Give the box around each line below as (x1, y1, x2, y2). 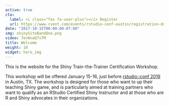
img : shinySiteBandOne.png (5, 31, 62, 36)
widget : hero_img (5, 49, 42, 55)
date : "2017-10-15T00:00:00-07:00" (5, 26, 80, 31)
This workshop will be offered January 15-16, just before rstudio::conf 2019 (5, 73, 161, 79)
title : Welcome (5, 40, 37, 45)
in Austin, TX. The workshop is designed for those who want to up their (5, 79, 153, 85)
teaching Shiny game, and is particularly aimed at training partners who (5, 84, 153, 90)
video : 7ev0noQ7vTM (5, 36, 46, 41)
